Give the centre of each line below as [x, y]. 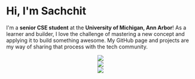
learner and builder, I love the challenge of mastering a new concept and [96, 34]
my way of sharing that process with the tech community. [77, 47]
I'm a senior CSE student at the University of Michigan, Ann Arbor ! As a [96, 28]
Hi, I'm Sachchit [46, 11]
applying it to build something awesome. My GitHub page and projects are [98, 40]
